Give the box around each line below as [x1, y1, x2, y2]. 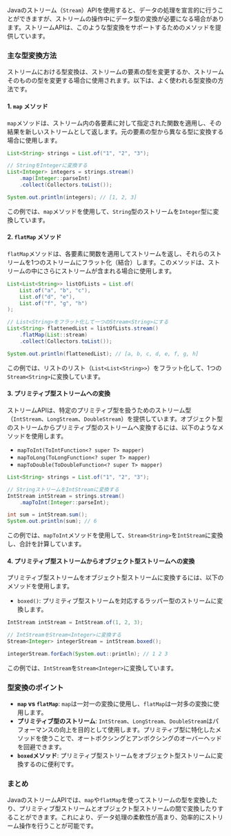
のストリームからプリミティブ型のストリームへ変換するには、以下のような [7, 423, 219, 431]
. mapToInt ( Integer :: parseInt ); [19, 499, 110, 506]
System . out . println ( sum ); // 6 [7, 518, 97, 525]
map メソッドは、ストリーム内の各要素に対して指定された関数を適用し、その [7, 119, 222, 127]
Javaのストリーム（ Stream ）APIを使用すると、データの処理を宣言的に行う [7, 6, 218, 14]
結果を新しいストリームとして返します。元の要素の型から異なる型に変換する [7, 127, 224, 136]
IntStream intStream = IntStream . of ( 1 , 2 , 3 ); [7, 619, 143, 626]
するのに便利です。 [23, 760, 78, 768]
